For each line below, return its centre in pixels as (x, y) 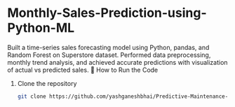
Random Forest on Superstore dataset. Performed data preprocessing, (109, 55)
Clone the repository (47, 83)
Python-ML (41, 28)
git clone (32, 96)
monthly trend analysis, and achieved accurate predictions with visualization (117, 62)
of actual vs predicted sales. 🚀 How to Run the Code (83, 70)
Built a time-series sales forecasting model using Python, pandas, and (108, 47)
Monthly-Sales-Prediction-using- (107, 13)
